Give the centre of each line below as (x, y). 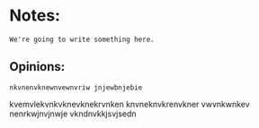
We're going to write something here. (82, 39)
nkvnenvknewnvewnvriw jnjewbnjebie (76, 87)
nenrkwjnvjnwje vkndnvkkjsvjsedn (73, 114)
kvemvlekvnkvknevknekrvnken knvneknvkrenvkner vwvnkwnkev (129, 104)
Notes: (35, 16)
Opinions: (37, 67)
